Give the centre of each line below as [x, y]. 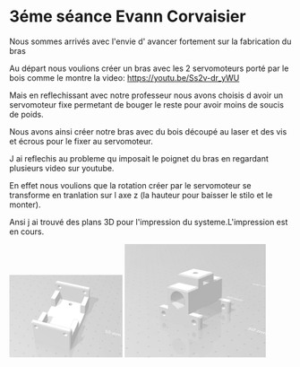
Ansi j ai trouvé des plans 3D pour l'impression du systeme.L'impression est [149, 222]
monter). [25, 205]
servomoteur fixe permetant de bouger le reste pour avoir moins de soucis [147, 104]
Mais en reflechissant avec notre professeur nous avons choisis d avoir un [146, 95]
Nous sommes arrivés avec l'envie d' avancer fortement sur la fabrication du [150, 41]
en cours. [27, 232]
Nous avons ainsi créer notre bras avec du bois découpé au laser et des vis [148, 131]
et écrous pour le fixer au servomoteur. [81, 141]
